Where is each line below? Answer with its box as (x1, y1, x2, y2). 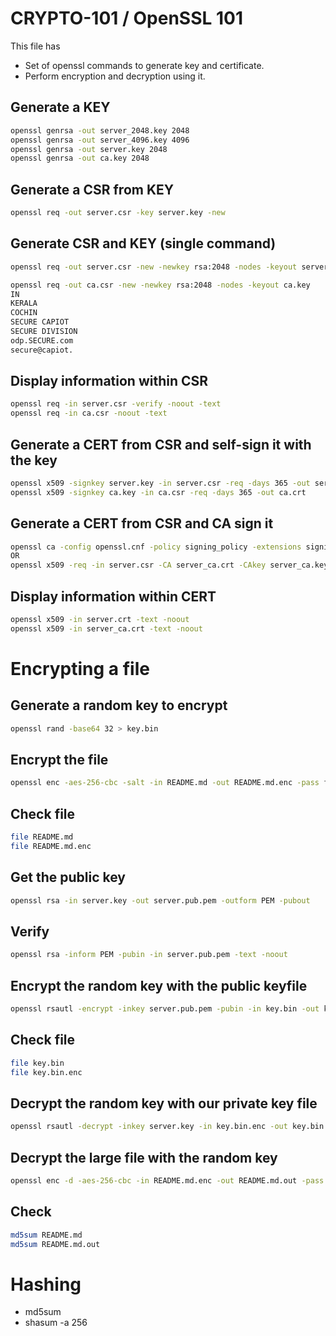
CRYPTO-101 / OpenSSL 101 (10, 7, 244, 30)
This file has (10, 40, 61, 52)
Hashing (10, 1273, 82, 1296)
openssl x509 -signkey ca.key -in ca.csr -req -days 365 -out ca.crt (10, 487, 307, 497)
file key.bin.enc (10, 1067, 83, 1077)
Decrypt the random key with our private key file (10, 1095, 318, 1112)
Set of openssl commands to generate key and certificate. (24, 59, 265, 71)
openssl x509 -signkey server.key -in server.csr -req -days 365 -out (10, 478, 311, 488)
